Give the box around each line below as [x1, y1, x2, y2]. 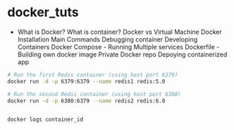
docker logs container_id [7, 116, 83, 124]
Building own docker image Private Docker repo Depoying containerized [17, 50, 228, 59]
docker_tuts [7, 4, 79, 20]
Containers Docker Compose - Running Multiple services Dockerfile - [17, 42, 220, 51]
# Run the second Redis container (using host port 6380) [7, 90, 181, 97]
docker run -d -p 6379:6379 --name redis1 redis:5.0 [7, 78, 166, 85]
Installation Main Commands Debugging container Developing [17, 35, 198, 43]
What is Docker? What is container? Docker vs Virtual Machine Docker [17, 28, 222, 36]
